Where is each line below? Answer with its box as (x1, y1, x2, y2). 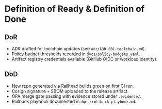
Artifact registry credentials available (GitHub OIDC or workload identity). (11, 56, 158, 62)
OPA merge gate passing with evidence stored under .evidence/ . (11, 93, 142, 99)
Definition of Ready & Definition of (4, 3, 145, 15)
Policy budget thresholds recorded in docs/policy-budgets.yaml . (11, 51, 140, 57)
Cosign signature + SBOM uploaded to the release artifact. (11, 88, 129, 94)
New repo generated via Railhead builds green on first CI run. (11, 83, 134, 89)
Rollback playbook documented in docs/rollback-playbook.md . (11, 98, 137, 104)
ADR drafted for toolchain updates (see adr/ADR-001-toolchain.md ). (11, 46, 146, 51)
